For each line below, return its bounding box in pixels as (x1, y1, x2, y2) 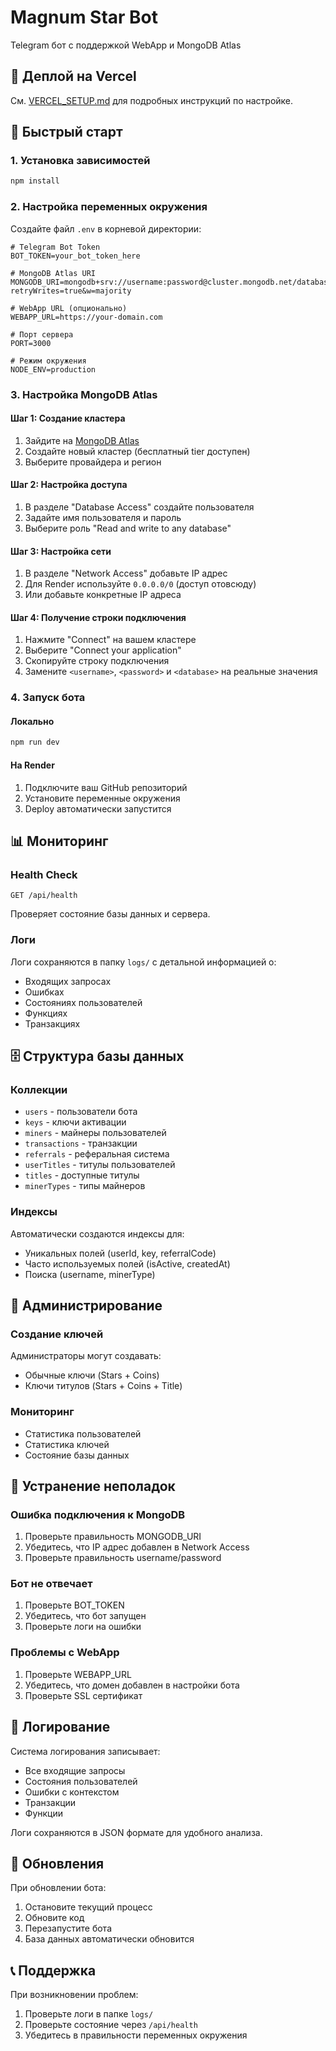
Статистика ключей (24, 1438, 110, 1450)
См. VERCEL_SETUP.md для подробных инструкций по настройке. (10, 94, 294, 106)
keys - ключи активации (24, 1116, 127, 1128)
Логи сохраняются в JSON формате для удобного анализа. (10, 1826, 263, 1838)
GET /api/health (10, 891, 78, 901)
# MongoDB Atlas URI (10, 268, 97, 278)
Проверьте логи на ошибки (24, 1621, 142, 1633)
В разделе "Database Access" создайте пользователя (24, 501, 255, 513)
